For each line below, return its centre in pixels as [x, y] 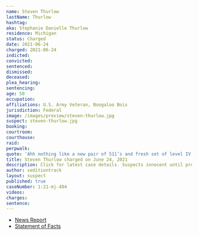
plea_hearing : [24, 83]
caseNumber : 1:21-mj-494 [37, 187]
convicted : [19, 61]
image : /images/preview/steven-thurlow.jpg [60, 115]
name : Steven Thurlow [33, 11]
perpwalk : [18, 148]
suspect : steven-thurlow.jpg [42, 121]
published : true [26, 181]
